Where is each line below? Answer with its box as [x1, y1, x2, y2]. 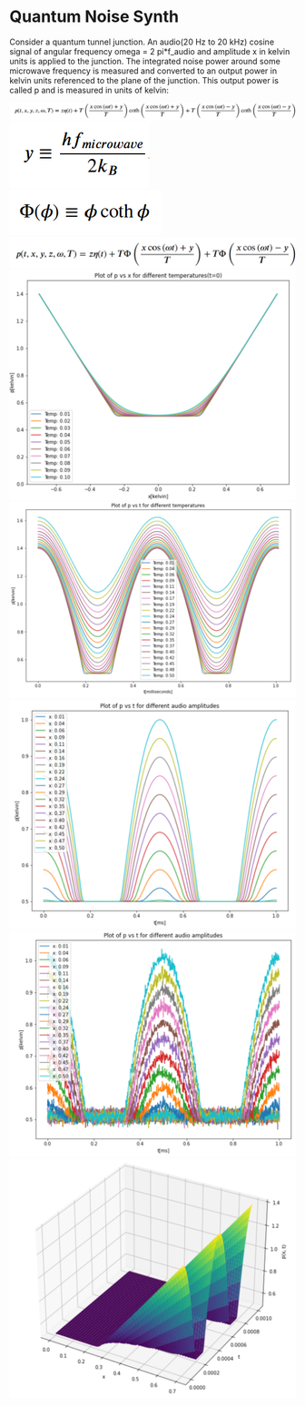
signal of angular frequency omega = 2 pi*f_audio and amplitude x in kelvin [9, 45, 290, 56]
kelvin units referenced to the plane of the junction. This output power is [9, 74, 280, 85]
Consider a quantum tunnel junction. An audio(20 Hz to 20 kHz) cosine [9, 36, 275, 47]
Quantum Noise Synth [9, 6, 180, 27]
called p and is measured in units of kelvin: [9, 84, 170, 95]
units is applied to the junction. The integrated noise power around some [9, 55, 281, 66]
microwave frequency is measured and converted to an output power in [9, 65, 278, 76]
